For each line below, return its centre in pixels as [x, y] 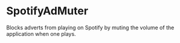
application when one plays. [41, 33]
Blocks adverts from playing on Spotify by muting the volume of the [90, 27]
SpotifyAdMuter [47, 11]
